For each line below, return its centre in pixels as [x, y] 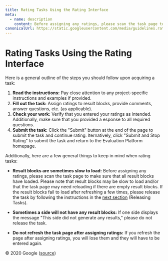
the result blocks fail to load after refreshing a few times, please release [86, 192]
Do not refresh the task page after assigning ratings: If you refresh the [86, 233]
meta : [11, 15]
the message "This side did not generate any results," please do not [82, 218]
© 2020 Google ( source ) [31, 253]
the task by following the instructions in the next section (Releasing [81, 197]
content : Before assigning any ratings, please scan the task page [86, 24]
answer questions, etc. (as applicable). [52, 109]
